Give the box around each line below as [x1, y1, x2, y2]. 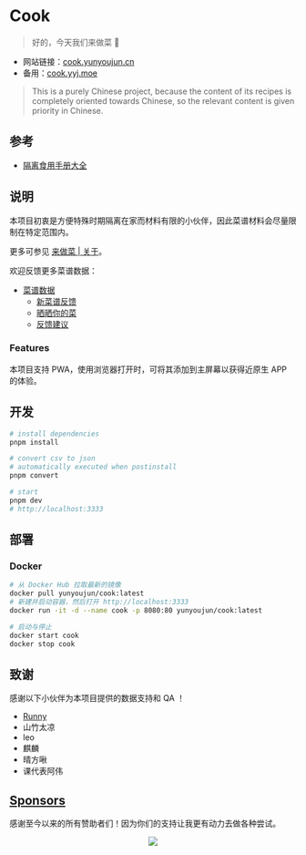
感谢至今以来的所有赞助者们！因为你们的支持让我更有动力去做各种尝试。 [9, 818, 280, 829]
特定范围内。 [25, 226, 74, 237]
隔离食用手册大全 [22, 160, 87, 170]
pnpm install [9, 438, 59, 447]
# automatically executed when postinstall [9, 462, 178, 472]
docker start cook [9, 631, 79, 640]
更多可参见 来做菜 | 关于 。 [9, 245, 107, 256]
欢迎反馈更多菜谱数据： [9, 265, 97, 276]
